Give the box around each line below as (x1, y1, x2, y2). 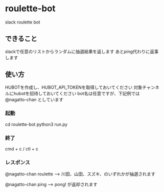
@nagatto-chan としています (5, 96, 64, 102)
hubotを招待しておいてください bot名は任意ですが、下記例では (13, 90, 140, 96)
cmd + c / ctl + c (5, 146, 38, 152)
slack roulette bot (5, 19, 41, 25)
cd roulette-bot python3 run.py (5, 121, 68, 127)
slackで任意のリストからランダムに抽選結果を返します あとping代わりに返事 (5, 48, 159, 54)
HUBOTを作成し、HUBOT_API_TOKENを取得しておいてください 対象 (5, 84, 143, 90)
